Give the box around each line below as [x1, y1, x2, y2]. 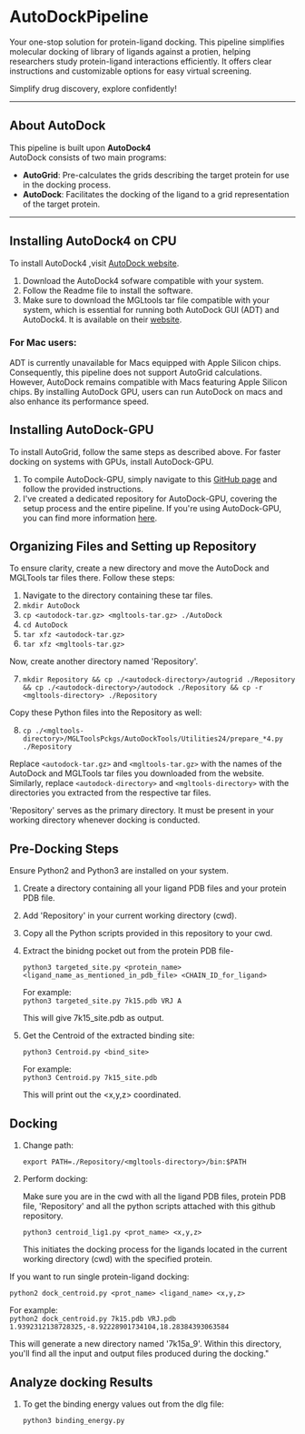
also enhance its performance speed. [9, 396, 150, 407]
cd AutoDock [22, 621, 68, 630]
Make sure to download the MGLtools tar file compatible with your [22, 294, 270, 306]
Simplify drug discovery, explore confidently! [9, 83, 177, 94]
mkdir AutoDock [22, 601, 81, 611]
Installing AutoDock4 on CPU [9, 234, 177, 249]
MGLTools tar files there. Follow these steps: [9, 572, 175, 583]
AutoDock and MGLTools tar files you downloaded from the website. [9, 768, 265, 779]
